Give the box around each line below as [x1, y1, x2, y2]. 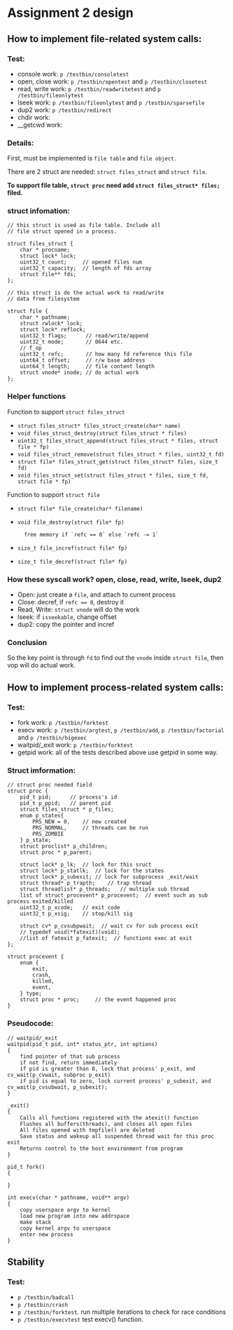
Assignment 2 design [7, 5, 134, 21]
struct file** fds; [20, 271, 77, 278]
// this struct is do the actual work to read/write [7, 290, 164, 297]
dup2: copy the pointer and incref [17, 620, 115, 629]
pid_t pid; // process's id [20, 794, 118, 801]
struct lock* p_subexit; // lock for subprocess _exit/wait [20, 874, 199, 881]
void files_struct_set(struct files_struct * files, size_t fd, [17, 472, 209, 479]
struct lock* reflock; [20, 326, 86, 334]
